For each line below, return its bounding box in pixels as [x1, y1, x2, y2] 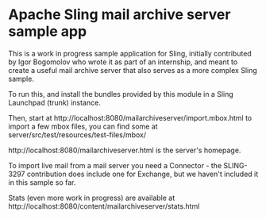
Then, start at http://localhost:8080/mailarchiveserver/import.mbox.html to [8, 113, 253, 122]
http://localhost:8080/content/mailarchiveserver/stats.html [8, 201, 200, 211]
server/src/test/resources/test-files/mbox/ [8, 129, 147, 140]
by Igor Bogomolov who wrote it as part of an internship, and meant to [8, 57, 238, 67]
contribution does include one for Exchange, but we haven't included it [26, 169, 259, 179]
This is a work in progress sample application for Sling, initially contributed [8, 48, 252, 58]
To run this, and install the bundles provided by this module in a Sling [8, 89, 234, 98]
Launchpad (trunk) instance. [8, 98, 101, 107]
